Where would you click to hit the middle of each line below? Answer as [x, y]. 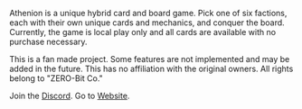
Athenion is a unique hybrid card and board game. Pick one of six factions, [148, 13]
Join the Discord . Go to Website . [70, 95]
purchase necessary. [48, 41]
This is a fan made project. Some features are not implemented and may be [150, 59]
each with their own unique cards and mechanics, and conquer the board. [147, 23]
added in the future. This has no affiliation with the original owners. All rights [151, 68]
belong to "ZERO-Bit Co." [57, 78]
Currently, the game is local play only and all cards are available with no [143, 32]
